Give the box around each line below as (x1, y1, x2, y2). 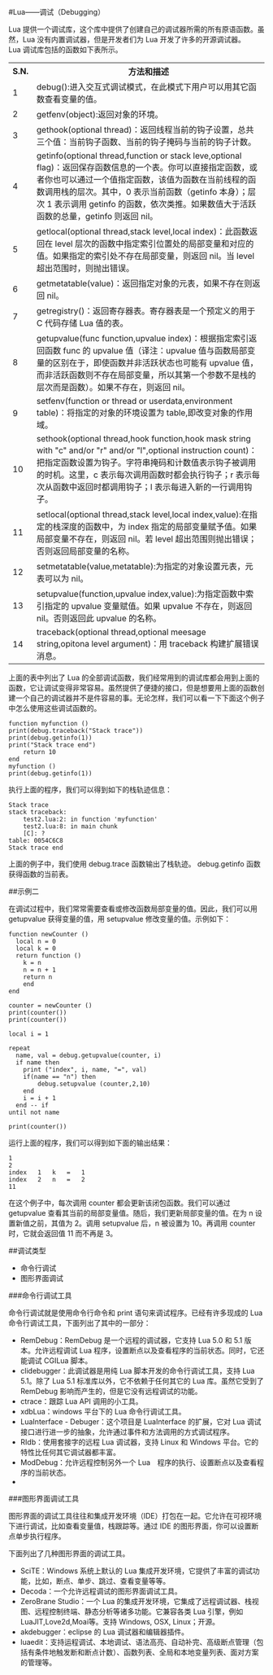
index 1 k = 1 (8, 1169, 85, 1177)
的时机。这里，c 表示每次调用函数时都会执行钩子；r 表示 (36, 469, 253, 480)
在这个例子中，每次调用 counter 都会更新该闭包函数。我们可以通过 (8, 1198, 231, 1208)
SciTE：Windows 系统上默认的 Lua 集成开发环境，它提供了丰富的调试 (19, 1566, 253, 1576)
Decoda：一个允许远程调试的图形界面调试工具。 (19, 1586, 182, 1596)
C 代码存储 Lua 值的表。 (36, 318, 128, 328)
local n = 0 (15, 937, 57, 945)
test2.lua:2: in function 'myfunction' (23, 815, 158, 823)
